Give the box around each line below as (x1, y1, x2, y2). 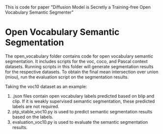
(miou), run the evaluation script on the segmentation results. (5, 74, 129, 80)
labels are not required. (12, 103, 59, 109)
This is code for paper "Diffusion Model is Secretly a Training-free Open (5, 4, 151, 10)
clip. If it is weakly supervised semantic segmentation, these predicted (12, 98, 155, 104)
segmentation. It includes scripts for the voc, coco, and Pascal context (5, 58, 148, 64)
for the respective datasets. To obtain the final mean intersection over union (5, 69, 159, 75)
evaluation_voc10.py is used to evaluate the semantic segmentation (12, 119, 148, 125)
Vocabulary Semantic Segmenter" (5, 9, 74, 15)
